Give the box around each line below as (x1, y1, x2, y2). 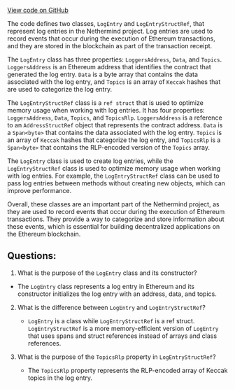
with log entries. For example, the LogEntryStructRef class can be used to (7, 171, 220, 180)
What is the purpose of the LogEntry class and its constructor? (17, 269, 197, 277)
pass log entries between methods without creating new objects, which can (7, 179, 226, 188)
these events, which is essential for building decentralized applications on (7, 222, 220, 230)
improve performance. (7, 187, 72, 194)
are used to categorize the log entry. (7, 85, 113, 93)
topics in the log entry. (27, 374, 93, 382)
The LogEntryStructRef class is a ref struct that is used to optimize (7, 99, 204, 107)
